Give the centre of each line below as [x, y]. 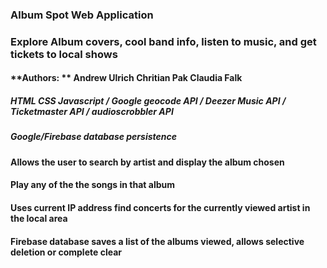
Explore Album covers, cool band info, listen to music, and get [163, 41]
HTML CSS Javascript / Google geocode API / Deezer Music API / [148, 101]
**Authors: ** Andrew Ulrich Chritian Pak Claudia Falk [126, 78]
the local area [39, 218]
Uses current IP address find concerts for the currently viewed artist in [160, 207]
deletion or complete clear [66, 252]
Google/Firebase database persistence [94, 137]
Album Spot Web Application [82, 15]
